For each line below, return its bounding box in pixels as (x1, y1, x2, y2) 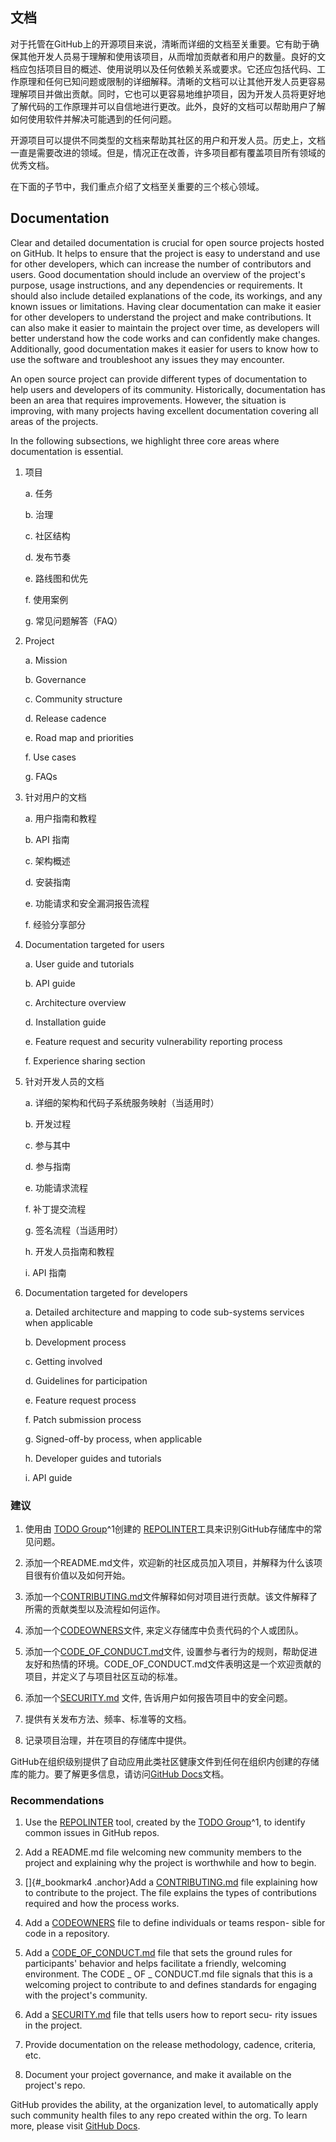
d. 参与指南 (24, 1160, 72, 1172)
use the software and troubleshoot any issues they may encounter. (10, 353, 285, 365)
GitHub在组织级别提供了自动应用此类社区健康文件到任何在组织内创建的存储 (10, 1755, 320, 1767)
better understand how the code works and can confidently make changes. (10, 332, 321, 344)
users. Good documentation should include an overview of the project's (10, 268, 306, 280)
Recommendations (10, 1793, 105, 1807)
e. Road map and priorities (24, 731, 134, 743)
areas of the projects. (10, 415, 99, 427)
